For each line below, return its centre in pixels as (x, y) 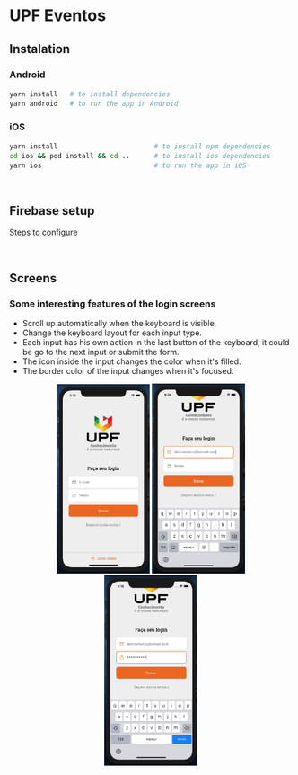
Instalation (39, 49)
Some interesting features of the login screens (113, 304)
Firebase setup (52, 211)
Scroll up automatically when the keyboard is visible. (119, 324)
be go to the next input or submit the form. (101, 352)
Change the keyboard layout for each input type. (112, 333)
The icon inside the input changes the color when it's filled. (131, 361)
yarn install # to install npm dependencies (140, 146)
